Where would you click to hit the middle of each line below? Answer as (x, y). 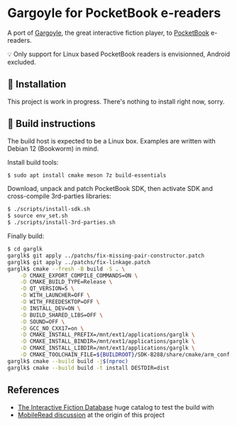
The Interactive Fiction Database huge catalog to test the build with (116, 407)
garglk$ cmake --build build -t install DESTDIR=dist (89, 368)
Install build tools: (33, 162)
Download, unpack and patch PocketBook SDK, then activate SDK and (110, 189)
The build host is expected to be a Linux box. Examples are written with (112, 141)
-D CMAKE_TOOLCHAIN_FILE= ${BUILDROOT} (77, 355)
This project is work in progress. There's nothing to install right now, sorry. (116, 102)
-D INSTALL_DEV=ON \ (50, 308)
